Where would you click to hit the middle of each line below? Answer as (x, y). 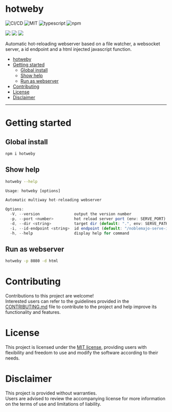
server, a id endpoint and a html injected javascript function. (69, 49)
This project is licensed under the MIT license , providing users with (76, 347)
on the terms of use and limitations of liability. (53, 404)
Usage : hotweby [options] (33, 191)
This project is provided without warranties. (51, 393)
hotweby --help (21, 181)
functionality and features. (33, 312)
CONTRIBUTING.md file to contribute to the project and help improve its (81, 307)
